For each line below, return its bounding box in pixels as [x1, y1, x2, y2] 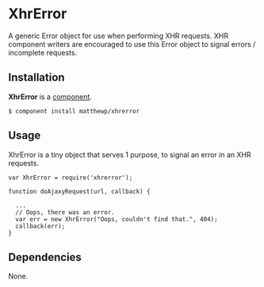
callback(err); [15, 222, 66, 230]
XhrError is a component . [8, 92, 93, 101]
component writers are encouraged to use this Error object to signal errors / [8, 39, 256, 48]
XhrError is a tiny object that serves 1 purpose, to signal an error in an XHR [8, 150, 251, 159]
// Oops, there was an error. [15, 208, 115, 216]
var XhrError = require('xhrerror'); [8, 174, 133, 182]
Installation [8, 71, 65, 84]
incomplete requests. [8, 48, 78, 57]
